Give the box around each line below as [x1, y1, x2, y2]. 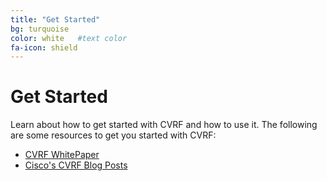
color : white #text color [10, 33, 128, 43]
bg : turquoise [10, 24, 70, 34]
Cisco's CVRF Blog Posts [24, 159, 128, 171]
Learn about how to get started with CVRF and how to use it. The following [10, 119, 318, 131]
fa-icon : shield [10, 42, 78, 53]
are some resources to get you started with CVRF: [10, 129, 217, 141]
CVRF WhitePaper [24, 149, 100, 161]
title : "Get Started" [10, 14, 101, 25]
